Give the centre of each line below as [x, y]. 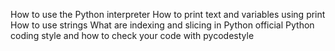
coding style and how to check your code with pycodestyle [132, 35]
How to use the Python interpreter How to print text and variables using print [168, 14]
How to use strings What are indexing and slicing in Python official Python [162, 25]
